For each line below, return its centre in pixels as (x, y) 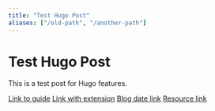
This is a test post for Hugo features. (68, 83)
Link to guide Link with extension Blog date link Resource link (107, 98)
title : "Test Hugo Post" (49, 15)
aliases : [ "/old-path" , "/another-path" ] (77, 23)
